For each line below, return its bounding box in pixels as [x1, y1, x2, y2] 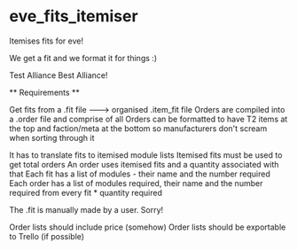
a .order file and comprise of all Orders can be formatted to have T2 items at [9, 113, 288, 124]
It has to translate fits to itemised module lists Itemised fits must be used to [9, 149, 283, 160]
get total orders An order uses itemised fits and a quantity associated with [9, 159, 279, 169]
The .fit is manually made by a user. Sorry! [9, 204, 164, 215]
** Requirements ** [9, 87, 80, 98]
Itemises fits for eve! [9, 35, 84, 46]
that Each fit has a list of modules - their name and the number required [9, 168, 270, 179]
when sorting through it [9, 132, 95, 143]
